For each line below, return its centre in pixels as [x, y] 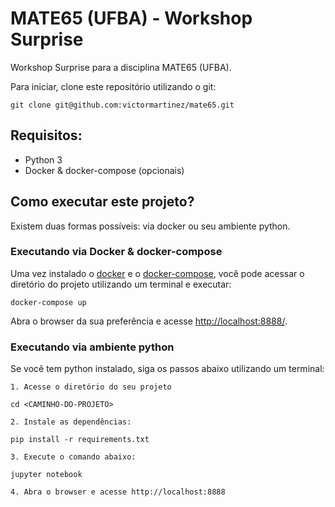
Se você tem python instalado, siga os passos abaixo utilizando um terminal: [167, 369]
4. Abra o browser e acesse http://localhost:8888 [118, 492]
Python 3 [43, 159]
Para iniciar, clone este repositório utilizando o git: [113, 86]
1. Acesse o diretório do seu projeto [91, 387]
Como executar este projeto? [102, 202]
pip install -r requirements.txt [80, 440]
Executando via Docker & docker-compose [116, 252]
